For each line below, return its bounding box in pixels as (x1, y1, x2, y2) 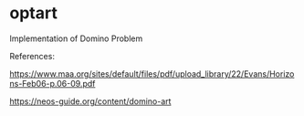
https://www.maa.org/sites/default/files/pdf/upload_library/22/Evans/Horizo (9, 68, 295, 79)
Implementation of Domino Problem (9, 33, 143, 44)
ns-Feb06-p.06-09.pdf (9, 78, 96, 89)
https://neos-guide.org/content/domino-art (9, 95, 172, 107)
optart (9, 3, 58, 24)
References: (9, 50, 55, 61)
